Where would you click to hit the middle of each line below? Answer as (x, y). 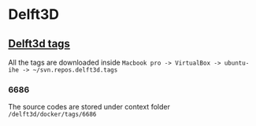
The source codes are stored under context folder (89, 107)
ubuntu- (237, 63)
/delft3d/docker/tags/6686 (52, 115)
